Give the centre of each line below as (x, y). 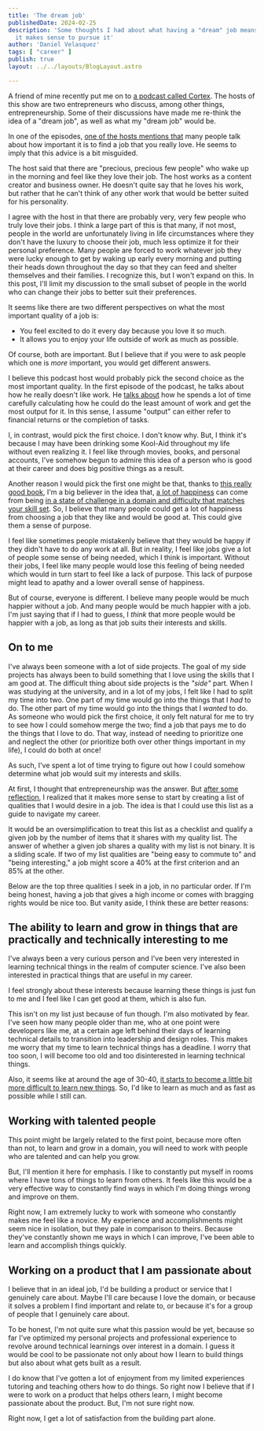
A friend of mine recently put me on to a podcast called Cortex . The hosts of (132, 96)
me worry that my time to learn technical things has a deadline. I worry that (130, 1047)
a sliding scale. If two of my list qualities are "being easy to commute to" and (132, 854)
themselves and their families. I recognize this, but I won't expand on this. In (131, 275)
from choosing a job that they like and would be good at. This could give (125, 517)
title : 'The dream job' (47, 15)
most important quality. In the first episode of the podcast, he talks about (126, 386)
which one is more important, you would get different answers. (110, 362)
